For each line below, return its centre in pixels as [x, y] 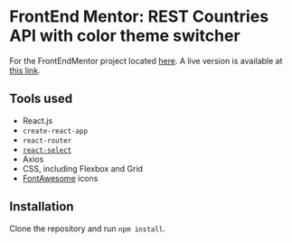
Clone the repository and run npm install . [87, 229]
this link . [25, 70]
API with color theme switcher [125, 36]
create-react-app [55, 131]
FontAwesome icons [60, 178]
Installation [42, 206]
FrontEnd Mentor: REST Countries [139, 17]
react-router [47, 140]
